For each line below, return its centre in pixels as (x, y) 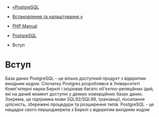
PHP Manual (25, 26)
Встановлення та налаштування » (47, 16)
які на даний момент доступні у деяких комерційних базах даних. (74, 94)
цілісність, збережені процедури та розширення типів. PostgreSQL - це (79, 104)
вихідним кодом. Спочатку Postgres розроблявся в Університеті (72, 83)
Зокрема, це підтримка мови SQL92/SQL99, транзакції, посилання (75, 99)
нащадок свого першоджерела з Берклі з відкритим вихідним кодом (77, 109)
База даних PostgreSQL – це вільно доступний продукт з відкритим (76, 78)
